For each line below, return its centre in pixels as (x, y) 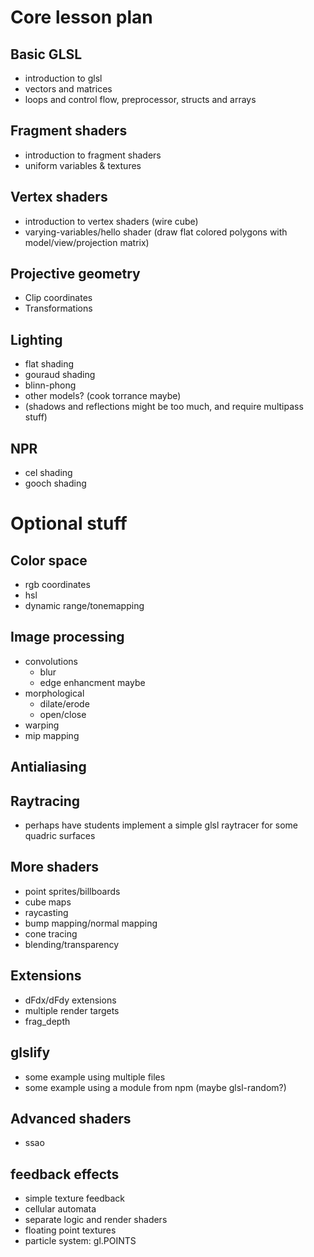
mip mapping (52, 735)
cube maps (48, 902)
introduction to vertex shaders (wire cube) (111, 221)
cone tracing (51, 933)
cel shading (48, 473)
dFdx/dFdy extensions (70, 1000)
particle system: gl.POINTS (80, 1241)
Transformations (58, 308)
